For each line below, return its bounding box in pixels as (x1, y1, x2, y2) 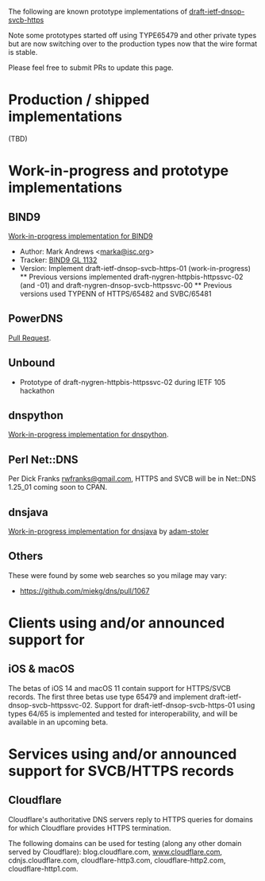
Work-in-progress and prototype (8, 162, 229, 180)
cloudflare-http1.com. (8, 864, 79, 873)
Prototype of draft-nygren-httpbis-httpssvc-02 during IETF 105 (19, 377, 226, 386)
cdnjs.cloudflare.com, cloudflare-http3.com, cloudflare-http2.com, (8, 855, 226, 865)
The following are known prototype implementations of (8, 7, 188, 16)
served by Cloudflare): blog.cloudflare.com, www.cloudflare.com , (8, 847, 223, 856)
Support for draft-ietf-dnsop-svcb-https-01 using (94, 700, 255, 710)
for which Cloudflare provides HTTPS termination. (8, 823, 172, 832)
